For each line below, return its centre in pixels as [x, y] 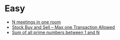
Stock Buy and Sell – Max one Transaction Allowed [63, 27]
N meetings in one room [36, 22]
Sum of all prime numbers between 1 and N [56, 32]
